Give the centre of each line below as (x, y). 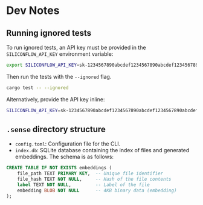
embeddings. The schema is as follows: (64, 157)
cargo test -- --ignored (37, 88)
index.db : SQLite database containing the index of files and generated (102, 150)
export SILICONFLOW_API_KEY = (43, 65)
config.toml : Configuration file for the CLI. (68, 144)
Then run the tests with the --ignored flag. (59, 76)
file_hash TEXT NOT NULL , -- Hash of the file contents (94, 180)
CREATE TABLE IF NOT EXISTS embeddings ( (59, 168)
